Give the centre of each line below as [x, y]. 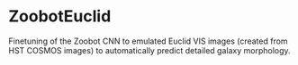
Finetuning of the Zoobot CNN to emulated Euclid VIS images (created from [149, 41]
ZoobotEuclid [60, 16]
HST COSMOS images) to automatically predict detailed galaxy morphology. [149, 50]
